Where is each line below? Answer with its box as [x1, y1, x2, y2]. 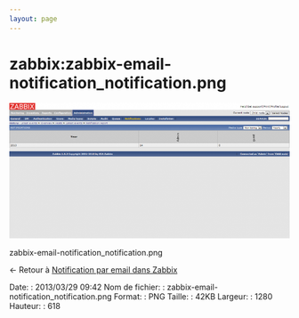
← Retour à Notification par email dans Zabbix [9, 264, 178, 275]
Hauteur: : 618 [9, 300, 61, 311]
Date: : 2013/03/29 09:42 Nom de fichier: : [9, 281, 166, 292]
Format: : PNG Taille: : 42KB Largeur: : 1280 [113, 290, 273, 302]
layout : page [9, 14, 58, 23]
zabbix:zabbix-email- [9, 53, 172, 74]
